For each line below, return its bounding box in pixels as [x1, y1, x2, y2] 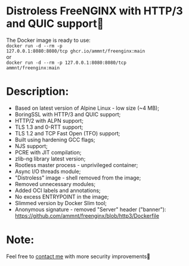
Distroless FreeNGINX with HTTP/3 [6, 4, 183, 18]
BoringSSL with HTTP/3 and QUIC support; [14, 110, 121, 117]
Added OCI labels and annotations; [14, 187, 101, 194]
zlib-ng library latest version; [14, 155, 86, 162]
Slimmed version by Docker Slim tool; [14, 199, 107, 206]
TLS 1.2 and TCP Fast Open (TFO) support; [14, 129, 120, 137]
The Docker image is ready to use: [6, 36, 91, 44]
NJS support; [14, 142, 48, 150]
